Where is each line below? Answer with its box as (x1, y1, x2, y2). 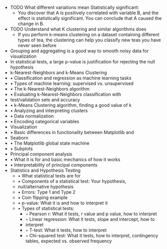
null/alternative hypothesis (17, 184, 74, 190)
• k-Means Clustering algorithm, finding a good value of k (10, 102, 132, 108)
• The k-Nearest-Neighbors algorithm (10, 86, 90, 92)
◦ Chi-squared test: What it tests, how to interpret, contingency (25, 233, 158, 238)
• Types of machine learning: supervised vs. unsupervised (10, 80, 134, 86)
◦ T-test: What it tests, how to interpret (25, 227, 107, 233)
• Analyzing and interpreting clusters (10, 107, 88, 114)
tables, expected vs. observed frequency (25, 238, 112, 244)
